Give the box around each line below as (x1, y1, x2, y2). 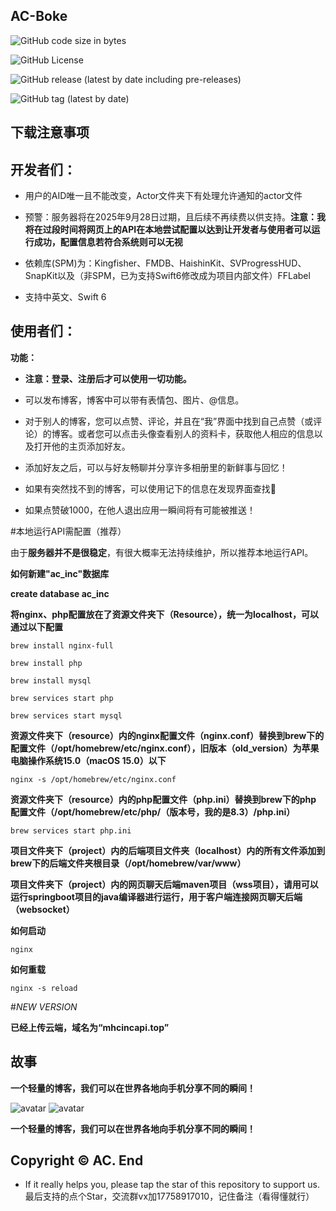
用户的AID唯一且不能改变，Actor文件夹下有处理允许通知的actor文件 (24, 190, 303, 202)
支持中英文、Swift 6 (24, 291, 107, 303)
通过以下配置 (10, 620, 63, 633)
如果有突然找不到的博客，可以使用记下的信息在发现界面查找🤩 (24, 482, 277, 494)
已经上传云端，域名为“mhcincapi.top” (10, 1021, 170, 1033)
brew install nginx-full (10, 640, 114, 651)
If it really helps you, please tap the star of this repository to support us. (24, 1179, 320, 1191)
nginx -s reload (10, 983, 78, 993)
